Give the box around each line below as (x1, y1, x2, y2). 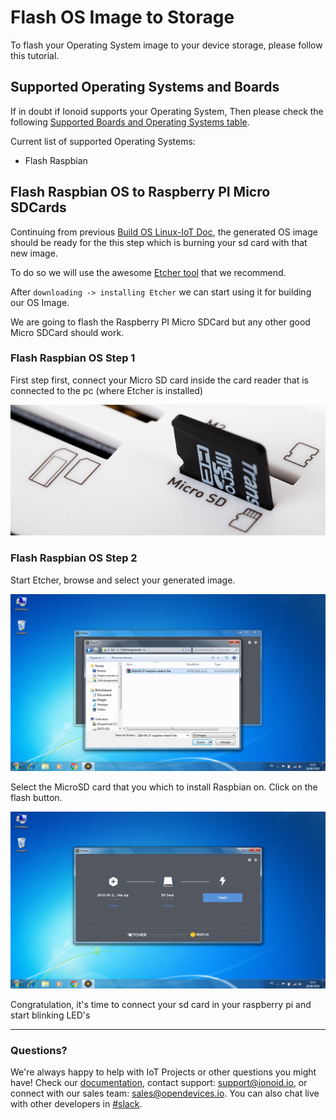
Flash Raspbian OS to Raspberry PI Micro (10, 184, 271, 201)
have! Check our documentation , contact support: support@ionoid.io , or (10, 1076, 308, 1088)
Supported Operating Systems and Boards (10, 79, 280, 96)
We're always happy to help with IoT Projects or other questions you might (10, 1066, 317, 1078)
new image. (10, 247, 58, 259)
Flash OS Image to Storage (10, 6, 235, 29)
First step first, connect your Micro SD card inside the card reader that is (10, 374, 309, 386)
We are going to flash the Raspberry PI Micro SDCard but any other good (10, 316, 311, 328)
